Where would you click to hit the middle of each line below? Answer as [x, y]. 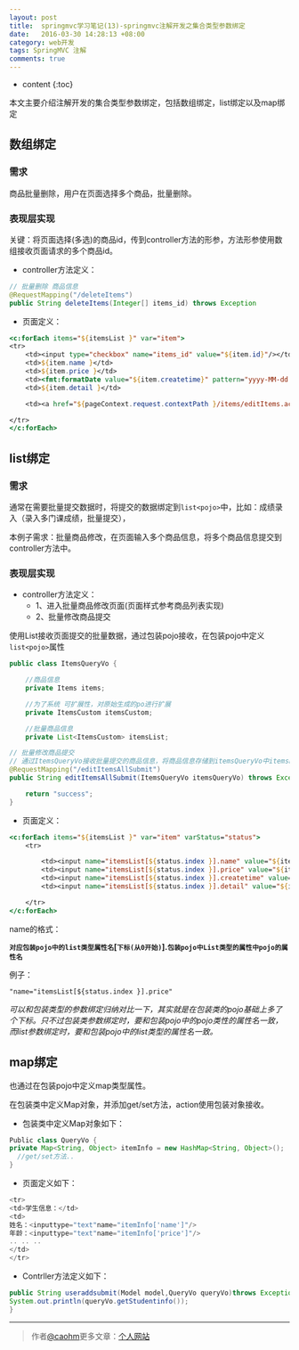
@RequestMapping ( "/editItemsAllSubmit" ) [85, 770]
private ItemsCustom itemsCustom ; [89, 712]
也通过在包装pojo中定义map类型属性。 [80, 1085]
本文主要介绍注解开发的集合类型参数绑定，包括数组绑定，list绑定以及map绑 [147, 102]
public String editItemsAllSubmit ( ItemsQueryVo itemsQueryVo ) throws [141, 778]
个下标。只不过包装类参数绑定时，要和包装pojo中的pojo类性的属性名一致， [146, 1020]
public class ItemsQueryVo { [63, 664]
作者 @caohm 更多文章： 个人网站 [90, 1336]
